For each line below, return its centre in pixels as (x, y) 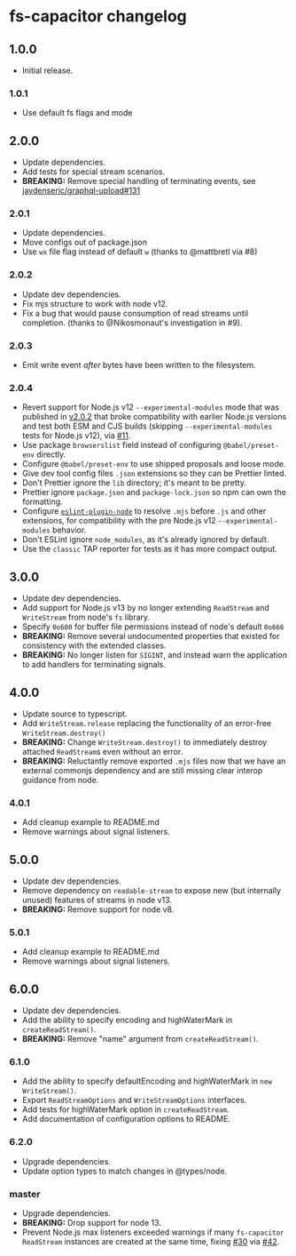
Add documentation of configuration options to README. (126, 1119)
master (25, 1194)
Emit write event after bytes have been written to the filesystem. (139, 365)
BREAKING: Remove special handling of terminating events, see (139, 181)
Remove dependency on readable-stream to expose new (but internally (152, 891)
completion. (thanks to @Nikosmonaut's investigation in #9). (132, 323)
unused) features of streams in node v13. (97, 900)
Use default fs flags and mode (77, 113)
